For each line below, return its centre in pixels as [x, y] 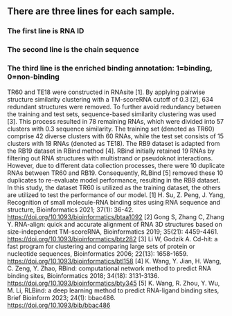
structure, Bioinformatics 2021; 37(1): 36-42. [70, 210]
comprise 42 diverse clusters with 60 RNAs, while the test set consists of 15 [115, 136]
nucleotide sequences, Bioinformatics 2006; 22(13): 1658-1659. [98, 253]
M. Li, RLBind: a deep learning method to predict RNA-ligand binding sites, [113, 290]
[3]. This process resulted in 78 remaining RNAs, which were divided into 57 [115, 121]
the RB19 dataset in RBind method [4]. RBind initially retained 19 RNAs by [111, 151]
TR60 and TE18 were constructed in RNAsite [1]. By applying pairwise [106, 92]
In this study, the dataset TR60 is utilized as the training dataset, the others [114, 187]
